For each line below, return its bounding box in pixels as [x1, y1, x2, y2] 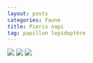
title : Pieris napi [7, 23, 64, 30]
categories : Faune [7, 17, 61, 24]
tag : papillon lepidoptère [7, 29, 86, 37]
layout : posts [7, 10, 49, 17]
